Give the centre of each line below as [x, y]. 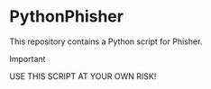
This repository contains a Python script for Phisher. [106, 41]
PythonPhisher [67, 17]
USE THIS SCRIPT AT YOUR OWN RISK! [83, 76]
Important [28, 58]
